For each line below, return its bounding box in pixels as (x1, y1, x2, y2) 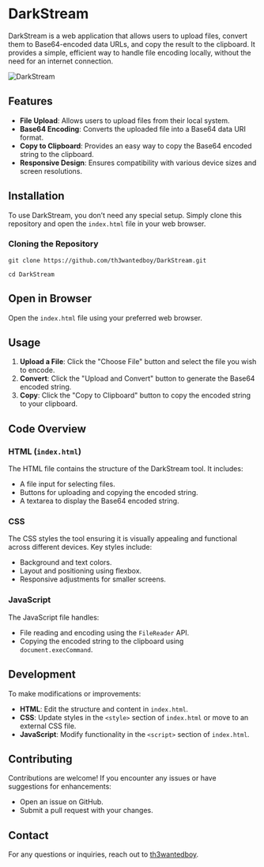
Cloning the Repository (8, 239, 99, 250)
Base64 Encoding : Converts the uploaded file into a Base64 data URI (19, 124, 247, 133)
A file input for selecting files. (19, 479, 116, 489)
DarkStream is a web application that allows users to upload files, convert (8, 31, 247, 40)
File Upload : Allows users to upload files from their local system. (19, 116, 231, 125)
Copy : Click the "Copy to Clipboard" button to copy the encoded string (19, 390, 251, 401)
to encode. (19, 366, 55, 375)
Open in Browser (8, 292, 92, 305)
